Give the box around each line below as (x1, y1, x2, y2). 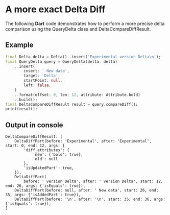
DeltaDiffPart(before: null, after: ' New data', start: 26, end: (14, 188, 159, 193)
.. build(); (14, 97, 38, 102)
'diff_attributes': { (23, 148, 70, 153)
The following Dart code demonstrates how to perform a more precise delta (5, 20, 165, 27)
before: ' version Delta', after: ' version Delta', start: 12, (23, 179, 163, 184)
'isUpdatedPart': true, (23, 165, 74, 171)
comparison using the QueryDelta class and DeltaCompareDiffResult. (5, 26, 151, 32)
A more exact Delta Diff (5, 4, 106, 15)
